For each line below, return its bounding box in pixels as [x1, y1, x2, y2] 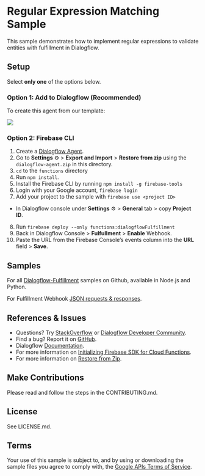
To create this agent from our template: [7, 107, 106, 114]
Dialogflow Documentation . [15, 342, 85, 349]
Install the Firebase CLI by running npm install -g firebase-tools [15, 180, 183, 188]
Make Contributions [7, 373, 84, 383]
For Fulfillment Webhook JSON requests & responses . [7, 295, 142, 302]
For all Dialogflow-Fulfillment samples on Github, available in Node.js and [7, 277, 191, 284]
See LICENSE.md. [7, 423, 52, 430]
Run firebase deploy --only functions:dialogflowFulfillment [15, 223, 175, 230]
